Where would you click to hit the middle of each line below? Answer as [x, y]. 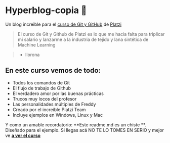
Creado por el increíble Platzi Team [49, 109]
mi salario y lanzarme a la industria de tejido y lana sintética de [83, 39]
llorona [32, 55]
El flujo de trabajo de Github [42, 88]
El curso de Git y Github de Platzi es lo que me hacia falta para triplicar [91, 34]
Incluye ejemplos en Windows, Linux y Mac [57, 115]
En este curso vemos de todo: [53, 70]
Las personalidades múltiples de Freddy [54, 104]
